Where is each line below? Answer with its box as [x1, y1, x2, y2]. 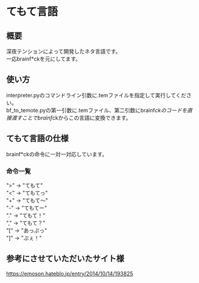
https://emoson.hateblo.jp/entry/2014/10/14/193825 [6, 270, 134, 277]
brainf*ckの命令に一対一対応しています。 [6, 150, 108, 157]
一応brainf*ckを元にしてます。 [6, 55, 81, 62]
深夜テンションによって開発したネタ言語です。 [6, 48, 121, 55]
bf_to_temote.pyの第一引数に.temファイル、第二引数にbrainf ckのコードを [6, 106, 188, 114]
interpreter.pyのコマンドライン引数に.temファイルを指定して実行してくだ [6, 91, 187, 99]
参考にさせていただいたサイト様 [6, 254, 125, 264]
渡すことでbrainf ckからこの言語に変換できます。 [11, 114, 131, 121]
